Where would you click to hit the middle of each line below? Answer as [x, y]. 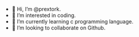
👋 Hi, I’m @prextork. [36, 9]
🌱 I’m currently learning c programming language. [72, 21]
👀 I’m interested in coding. [44, 15]
